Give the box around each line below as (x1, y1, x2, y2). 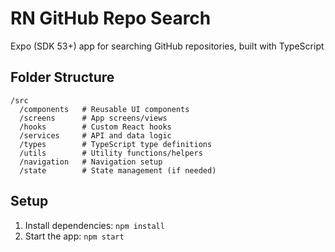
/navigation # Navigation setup (19, 157, 163, 167)
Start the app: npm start (24, 230, 125, 242)
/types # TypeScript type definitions (19, 139, 213, 149)
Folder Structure (10, 69, 115, 86)
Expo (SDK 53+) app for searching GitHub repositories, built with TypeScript (10, 40, 325, 52)
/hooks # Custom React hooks (19, 122, 172, 132)
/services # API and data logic (19, 130, 172, 141)
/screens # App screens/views (19, 113, 168, 123)
